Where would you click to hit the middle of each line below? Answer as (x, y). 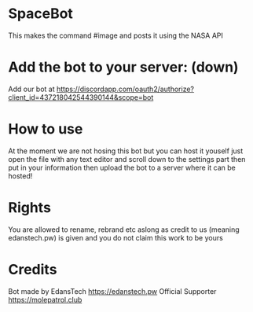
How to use (46, 129)
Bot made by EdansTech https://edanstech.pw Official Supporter (112, 291)
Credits (33, 269)
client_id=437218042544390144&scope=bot (81, 97)
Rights (29, 207)
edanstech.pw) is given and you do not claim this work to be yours (116, 237)
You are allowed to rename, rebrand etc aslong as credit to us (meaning (124, 229)
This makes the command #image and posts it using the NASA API (116, 35)
